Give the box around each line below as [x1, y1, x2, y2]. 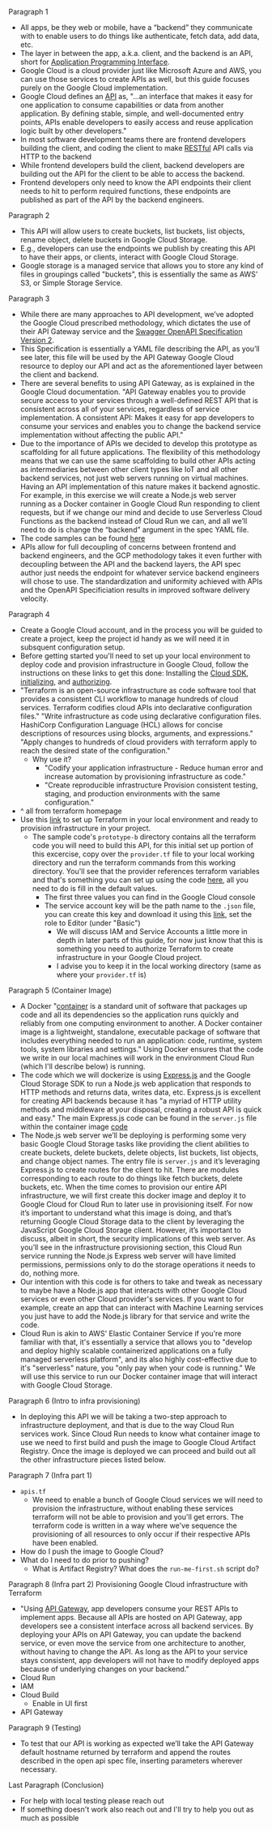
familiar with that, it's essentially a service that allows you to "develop [19, 1337, 253, 1347]
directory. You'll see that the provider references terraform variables [32, 867, 261, 876]
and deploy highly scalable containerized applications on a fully [19, 1346, 232, 1355]
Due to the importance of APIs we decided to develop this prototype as [19, 439, 257, 448]
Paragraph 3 [8, 294, 50, 303]
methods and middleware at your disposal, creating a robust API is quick [19, 1104, 262, 1114]
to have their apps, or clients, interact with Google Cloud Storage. [19, 252, 239, 262]
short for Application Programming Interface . [19, 57, 170, 66]
